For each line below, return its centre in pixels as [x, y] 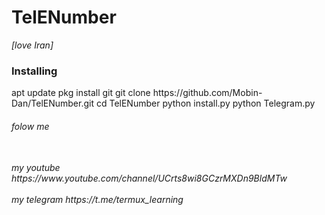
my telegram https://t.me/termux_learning [97, 200]
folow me [30, 126]
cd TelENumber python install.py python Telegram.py [205, 103]
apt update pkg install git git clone [81, 93]
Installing [34, 71]
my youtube [36, 168]
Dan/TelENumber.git [53, 103]
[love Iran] [32, 45]
